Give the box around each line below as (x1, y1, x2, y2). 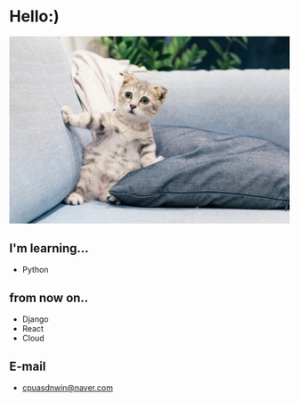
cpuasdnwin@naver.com (21, 382, 114, 393)
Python (21, 265, 49, 275)
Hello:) (9, 6, 60, 27)
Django (21, 314, 49, 324)
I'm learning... (9, 241, 89, 256)
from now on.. (9, 290, 89, 305)
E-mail (9, 358, 46, 373)
